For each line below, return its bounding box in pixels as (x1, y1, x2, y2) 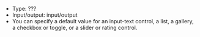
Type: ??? (12, 5, 37, 12)
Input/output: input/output (12, 11, 78, 18)
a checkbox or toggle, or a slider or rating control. (12, 24, 138, 31)
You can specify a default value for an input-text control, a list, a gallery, (12, 18, 194, 24)
